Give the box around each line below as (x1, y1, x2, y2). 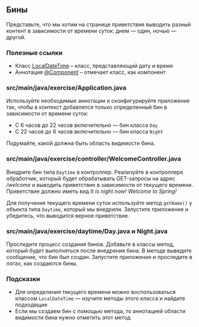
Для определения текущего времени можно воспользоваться (14, 289, 176, 296)
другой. (6, 33, 26, 41)
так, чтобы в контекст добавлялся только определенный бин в (6, 103, 167, 111)
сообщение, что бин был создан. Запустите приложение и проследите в (6, 254, 192, 260)
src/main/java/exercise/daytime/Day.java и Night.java (6, 227, 168, 235)
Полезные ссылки (6, 48, 63, 57)
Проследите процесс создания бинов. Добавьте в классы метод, (6, 240, 175, 248)
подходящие (14, 301, 48, 308)
